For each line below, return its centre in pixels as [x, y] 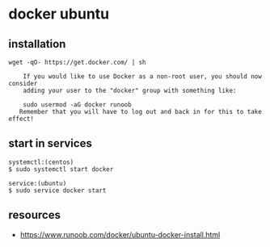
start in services [51, 143]
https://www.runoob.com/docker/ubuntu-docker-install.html [120, 234]
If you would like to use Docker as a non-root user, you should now [143, 77]
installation [37, 44]
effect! [21, 119]
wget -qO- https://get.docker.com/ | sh [78, 62]
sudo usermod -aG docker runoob [77, 105]
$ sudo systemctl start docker [61, 169]
